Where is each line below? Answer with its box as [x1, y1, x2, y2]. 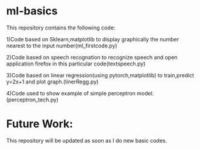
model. [136, 89, 154, 97]
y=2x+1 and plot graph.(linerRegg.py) [6, 78, 99, 85]
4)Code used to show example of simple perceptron [6, 89, 136, 97]
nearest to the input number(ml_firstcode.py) [6, 42, 117, 49]
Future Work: [6, 117, 73, 131]
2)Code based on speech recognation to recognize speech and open [6, 53, 178, 61]
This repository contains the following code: [6, 24, 116, 31]
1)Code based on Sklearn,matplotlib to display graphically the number [6, 35, 180, 43]
